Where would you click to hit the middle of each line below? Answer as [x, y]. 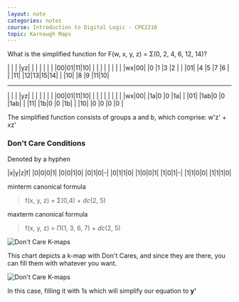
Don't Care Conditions [47, 143]
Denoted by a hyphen [39, 159]
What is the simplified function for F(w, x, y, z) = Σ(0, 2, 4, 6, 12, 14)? [107, 54]
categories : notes [34, 21]
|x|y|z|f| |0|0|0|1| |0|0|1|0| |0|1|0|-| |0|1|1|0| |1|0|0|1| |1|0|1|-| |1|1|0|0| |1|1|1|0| [119, 172]
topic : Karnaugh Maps [39, 34]
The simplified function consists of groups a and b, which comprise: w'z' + [117, 118]
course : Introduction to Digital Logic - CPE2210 [83, 27]
